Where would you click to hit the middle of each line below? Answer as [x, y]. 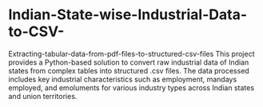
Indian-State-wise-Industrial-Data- [128, 15]
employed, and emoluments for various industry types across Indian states [131, 87]
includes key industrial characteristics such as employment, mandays [123, 79]
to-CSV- [36, 32]
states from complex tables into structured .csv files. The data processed [129, 70]
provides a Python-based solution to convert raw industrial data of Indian [129, 62]
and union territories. [43, 96]
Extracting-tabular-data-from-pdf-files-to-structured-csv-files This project [131, 53]
